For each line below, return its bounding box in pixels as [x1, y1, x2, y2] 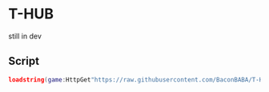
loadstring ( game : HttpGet [8, 75, 91, 84]
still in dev [8, 31, 42, 41]
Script [8, 54, 40, 68]
